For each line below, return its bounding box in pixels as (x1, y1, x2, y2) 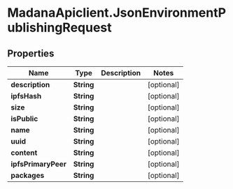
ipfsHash (10, 91, 42, 100)
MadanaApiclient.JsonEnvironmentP (7, 5, 226, 21)
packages (10, 171, 45, 180)
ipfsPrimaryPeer (10, 159, 66, 169)
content (10, 148, 38, 158)
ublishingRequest (7, 20, 112, 36)
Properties (7, 47, 55, 59)
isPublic (10, 114, 38, 123)
